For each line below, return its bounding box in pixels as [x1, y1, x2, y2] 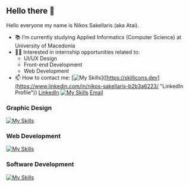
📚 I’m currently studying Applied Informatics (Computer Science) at [14, 33, 182, 40]
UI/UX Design [23, 55, 58, 62]
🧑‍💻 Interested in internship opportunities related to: [14, 48, 140, 55]
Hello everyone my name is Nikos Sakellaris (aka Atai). [6, 21, 140, 28]
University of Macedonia [14, 42, 75, 49]
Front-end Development [23, 61, 83, 68]
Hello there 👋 [6, 6, 55, 16]
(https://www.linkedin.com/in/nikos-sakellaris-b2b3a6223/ [14, 83, 159, 90]
